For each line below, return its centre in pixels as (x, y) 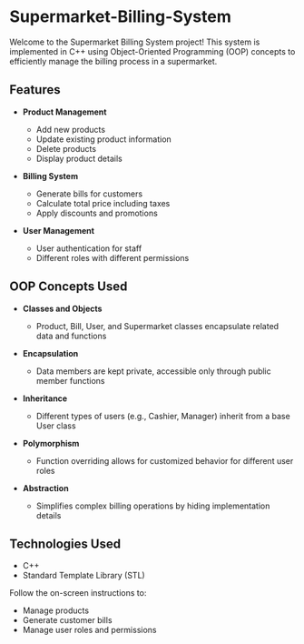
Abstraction (46, 488)
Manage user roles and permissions (89, 630)
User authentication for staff (89, 248)
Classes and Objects (62, 308)
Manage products (55, 610)
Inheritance (45, 398)
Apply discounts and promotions (97, 213)
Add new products (71, 129)
